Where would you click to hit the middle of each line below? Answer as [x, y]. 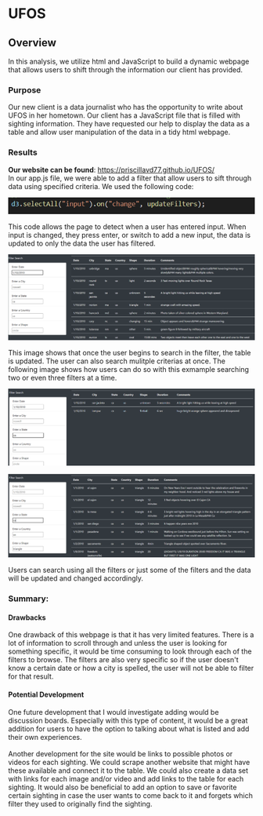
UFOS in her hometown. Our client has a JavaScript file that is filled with [124, 115]
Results [23, 152]
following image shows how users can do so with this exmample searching [128, 369]
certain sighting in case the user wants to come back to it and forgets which [130, 795]
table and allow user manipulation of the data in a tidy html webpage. [119, 132]
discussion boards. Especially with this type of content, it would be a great [128, 720]
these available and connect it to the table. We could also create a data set [128, 770]
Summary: [29, 599]
